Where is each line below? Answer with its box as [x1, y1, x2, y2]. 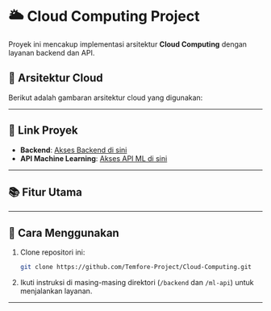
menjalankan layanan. [19, 286, 93, 296]
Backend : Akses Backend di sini [19, 145, 127, 155]
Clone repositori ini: [19, 247, 85, 257]
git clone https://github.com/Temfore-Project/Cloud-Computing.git [19, 263, 252, 272]
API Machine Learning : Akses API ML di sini [19, 153, 168, 163]
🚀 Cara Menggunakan [8, 226, 119, 239]
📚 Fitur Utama [8, 185, 83, 199]
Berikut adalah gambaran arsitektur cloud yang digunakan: [8, 93, 203, 102]
